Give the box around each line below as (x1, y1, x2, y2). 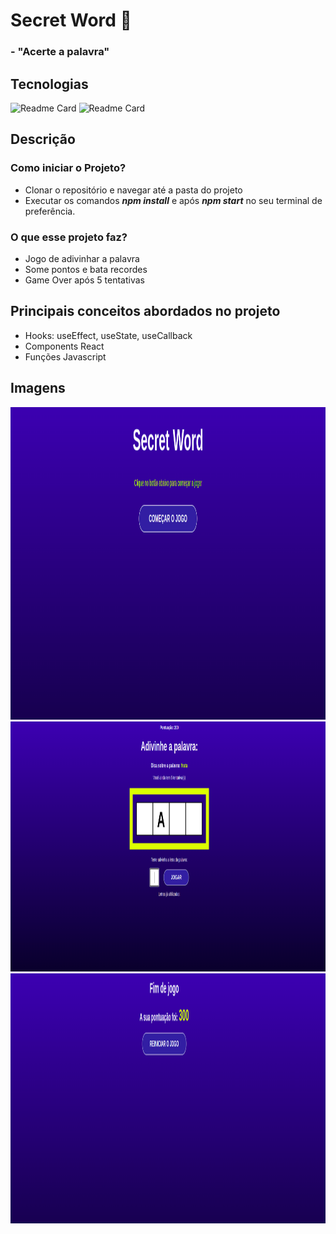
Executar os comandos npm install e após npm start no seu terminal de (24, 194, 323, 206)
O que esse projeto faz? (10, 230, 128, 244)
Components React (24, 340, 105, 352)
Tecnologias (10, 75, 89, 93)
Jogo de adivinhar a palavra (24, 252, 140, 264)
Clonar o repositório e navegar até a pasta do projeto (24, 184, 243, 196)
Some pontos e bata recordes (24, 263, 148, 275)
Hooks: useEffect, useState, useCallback (24, 329, 193, 341)
